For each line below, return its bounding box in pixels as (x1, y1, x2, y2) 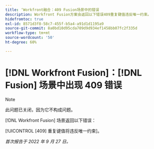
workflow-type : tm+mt (5, 30, 50, 35)
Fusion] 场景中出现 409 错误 (5, 79, 122, 91)
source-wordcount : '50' (5, 35, 55, 40)
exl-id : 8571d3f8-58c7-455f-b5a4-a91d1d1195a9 (5, 21, 104, 26)
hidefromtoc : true (5, 16, 43, 21)
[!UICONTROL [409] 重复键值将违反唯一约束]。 (5, 128, 102, 134)
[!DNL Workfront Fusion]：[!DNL (5, 67, 142, 78)
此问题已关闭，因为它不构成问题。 (5, 107, 75, 113)
